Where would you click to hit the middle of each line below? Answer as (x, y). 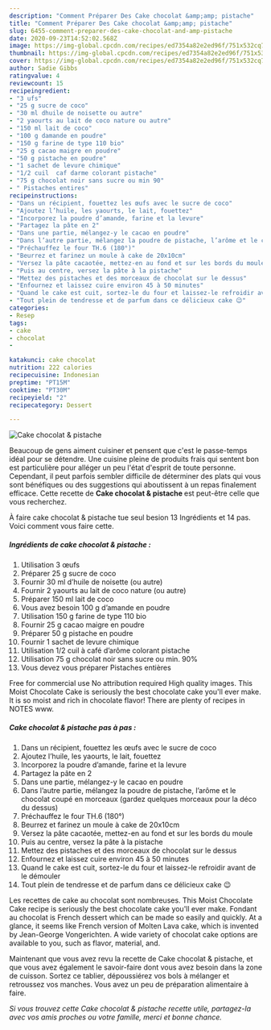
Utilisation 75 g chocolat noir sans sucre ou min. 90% (109, 659)
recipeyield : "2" (38, 397)
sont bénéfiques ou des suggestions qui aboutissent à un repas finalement (133, 485)
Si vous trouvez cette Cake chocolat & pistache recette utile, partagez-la (130, 1009)
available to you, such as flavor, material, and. (85, 943)
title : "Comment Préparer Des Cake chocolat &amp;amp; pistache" (121, 23)
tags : (18, 323)
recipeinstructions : (44, 195)
